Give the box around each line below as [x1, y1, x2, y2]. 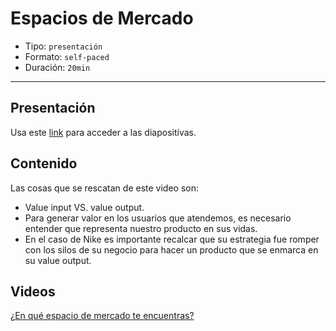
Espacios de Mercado [10, 7, 194, 30]
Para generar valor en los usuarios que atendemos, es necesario [24, 212, 292, 224]
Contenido [10, 155, 78, 172]
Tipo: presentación [24, 40, 103, 52]
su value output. [24, 254, 92, 266]
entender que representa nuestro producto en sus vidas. [24, 222, 258, 234]
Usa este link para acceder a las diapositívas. [10, 126, 197, 138]
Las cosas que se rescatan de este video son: [10, 182, 199, 194]
